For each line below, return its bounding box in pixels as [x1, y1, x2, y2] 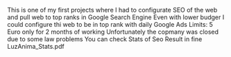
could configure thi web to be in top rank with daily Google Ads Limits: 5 [7, 21, 213, 28]
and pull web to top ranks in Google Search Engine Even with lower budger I [7, 13, 225, 21]
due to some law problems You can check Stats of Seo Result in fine [7, 35, 203, 43]
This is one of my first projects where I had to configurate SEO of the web [7, 6, 218, 14]
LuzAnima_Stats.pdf [7, 43, 65, 50]
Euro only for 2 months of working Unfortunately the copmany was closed [7, 27, 219, 36]
